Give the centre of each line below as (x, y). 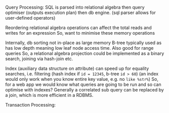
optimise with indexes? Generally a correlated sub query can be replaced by (85, 90)
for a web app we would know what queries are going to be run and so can (83, 84)
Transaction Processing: (31, 105)
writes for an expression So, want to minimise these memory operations (80, 33)
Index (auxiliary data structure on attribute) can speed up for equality (77, 68)
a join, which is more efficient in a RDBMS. (49, 95)
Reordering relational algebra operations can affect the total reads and (78, 28)
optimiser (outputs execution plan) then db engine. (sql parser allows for (80, 13)
